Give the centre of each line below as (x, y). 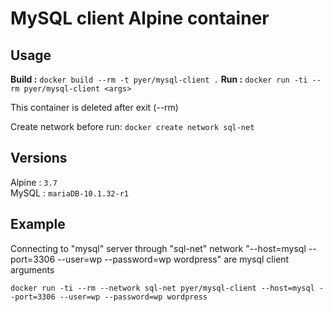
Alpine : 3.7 (34, 182)
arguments (32, 269)
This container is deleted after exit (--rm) (94, 107)
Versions (39, 158)
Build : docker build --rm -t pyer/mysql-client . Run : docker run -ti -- (166, 79)
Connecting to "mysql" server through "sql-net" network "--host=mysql (158, 248)
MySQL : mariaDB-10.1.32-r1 (69, 193)
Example (38, 224)
